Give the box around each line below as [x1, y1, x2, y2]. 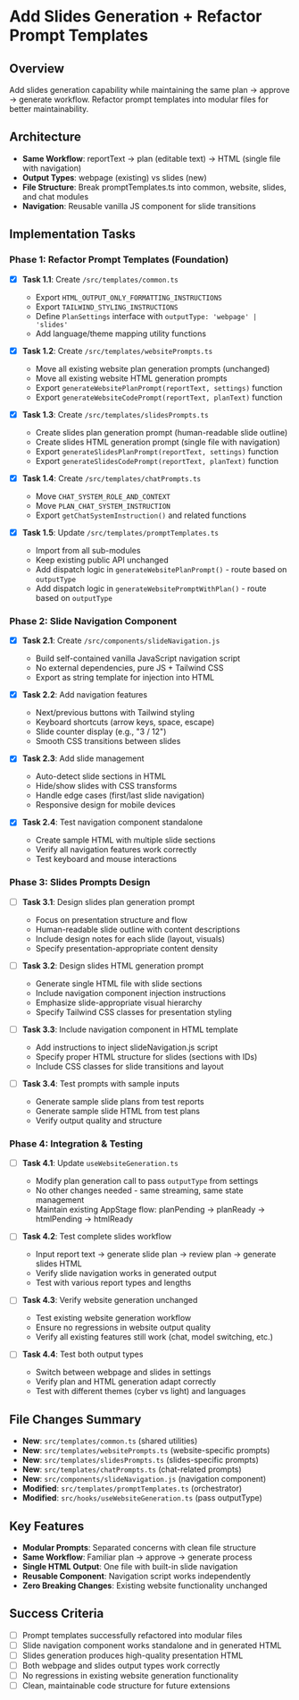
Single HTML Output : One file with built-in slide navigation [21, 1561, 238, 1572]
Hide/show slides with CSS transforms [35, 781, 178, 791]
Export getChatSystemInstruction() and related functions [35, 510, 247, 520]
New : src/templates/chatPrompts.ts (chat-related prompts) [21, 1464, 243, 1475]
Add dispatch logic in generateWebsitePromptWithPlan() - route [35, 583, 267, 594]
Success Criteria [9, 1606, 104, 1621]
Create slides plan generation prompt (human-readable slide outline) [35, 427, 288, 437]
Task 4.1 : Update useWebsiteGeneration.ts [21, 1158, 179, 1169]
